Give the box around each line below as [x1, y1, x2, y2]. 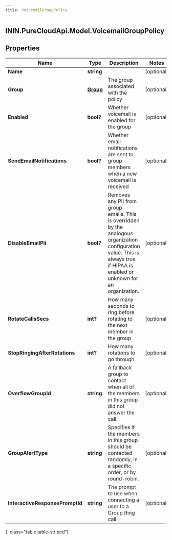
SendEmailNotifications [8, 157, 67, 164]
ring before [107, 309, 135, 316]
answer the [107, 409, 135, 416]
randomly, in [107, 456, 138, 463]
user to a [107, 502, 129, 510]
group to [107, 370, 128, 378]
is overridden [107, 217, 140, 224]
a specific [107, 462, 132, 469]
